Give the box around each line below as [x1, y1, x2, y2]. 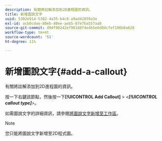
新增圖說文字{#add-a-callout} [5, 66, 128, 77]
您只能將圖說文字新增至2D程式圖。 [5, 130, 75, 136]
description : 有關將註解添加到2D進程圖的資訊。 [5, 7, 93, 12]
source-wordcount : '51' [5, 35, 54, 40]
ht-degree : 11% [5, 39, 36, 44]
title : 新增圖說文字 [5, 12, 43, 17]
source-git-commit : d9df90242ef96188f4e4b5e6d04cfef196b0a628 [5, 26, 135, 30]
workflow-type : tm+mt [5, 30, 49, 35]
